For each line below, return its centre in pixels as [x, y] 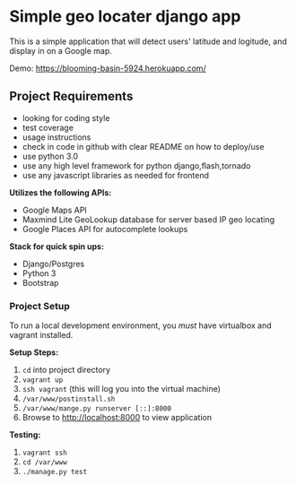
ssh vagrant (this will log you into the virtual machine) [122, 389]
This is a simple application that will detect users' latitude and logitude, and [148, 41]
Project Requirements [71, 96]
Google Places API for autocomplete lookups [105, 229]
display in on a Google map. [61, 50]
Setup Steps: [34, 352]
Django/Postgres [53, 264]
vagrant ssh [44, 453]
